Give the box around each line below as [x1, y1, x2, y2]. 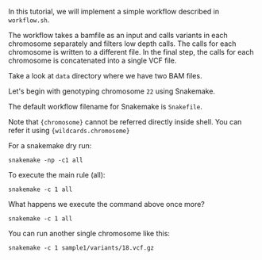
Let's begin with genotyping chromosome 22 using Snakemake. [8, 86, 216, 96]
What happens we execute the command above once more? [8, 200, 205, 208]
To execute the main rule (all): [8, 170, 106, 179]
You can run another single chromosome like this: [8, 229, 171, 238]
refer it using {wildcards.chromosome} [8, 126, 130, 135]
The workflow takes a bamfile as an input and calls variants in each [8, 31, 228, 40]
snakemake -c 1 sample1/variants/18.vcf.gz [8, 244, 155, 252]
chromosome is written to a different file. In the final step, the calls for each [8, 48, 254, 56]
